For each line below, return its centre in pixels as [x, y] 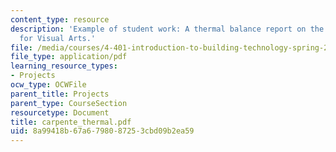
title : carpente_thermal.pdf [71, 122]
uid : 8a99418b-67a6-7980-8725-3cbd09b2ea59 [102, 131]
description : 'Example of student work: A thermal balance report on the [167, 29]
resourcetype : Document [60, 112]
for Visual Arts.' [58, 38]
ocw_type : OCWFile [48, 85]
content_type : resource [60, 19]
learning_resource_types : [64, 66]
